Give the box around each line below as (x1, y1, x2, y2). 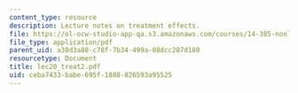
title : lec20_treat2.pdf (9, 63, 101, 72)
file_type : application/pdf (9, 37, 114, 47)
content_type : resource (9, 12, 98, 22)
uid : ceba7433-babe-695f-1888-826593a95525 (9, 71, 173, 80)
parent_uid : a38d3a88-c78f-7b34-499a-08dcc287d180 (9, 46, 200, 55)
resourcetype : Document (9, 54, 98, 63)
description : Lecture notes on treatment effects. (9, 21, 200, 30)
